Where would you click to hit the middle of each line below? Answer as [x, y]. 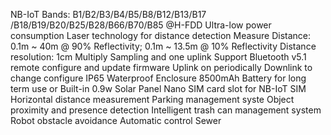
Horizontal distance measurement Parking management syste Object [152, 99]
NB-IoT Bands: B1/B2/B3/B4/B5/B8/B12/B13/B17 [108, 14]
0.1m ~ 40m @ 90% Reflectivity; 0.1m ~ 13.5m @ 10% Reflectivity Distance [163, 46]
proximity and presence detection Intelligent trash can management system [166, 110]
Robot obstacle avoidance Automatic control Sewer [116, 120]
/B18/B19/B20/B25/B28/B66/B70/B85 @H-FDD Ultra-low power [141, 25]
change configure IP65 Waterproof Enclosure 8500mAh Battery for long [158, 78]
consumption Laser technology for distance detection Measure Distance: [160, 35]
